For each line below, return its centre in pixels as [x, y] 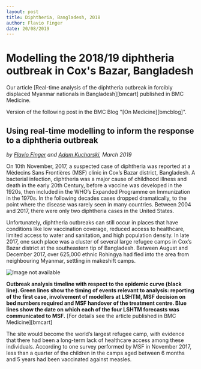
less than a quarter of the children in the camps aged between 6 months [95, 353]
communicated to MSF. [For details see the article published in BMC [91, 316]
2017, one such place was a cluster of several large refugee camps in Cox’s [99, 241]
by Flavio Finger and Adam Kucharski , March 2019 [69, 154]
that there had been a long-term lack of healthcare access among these [95, 340]
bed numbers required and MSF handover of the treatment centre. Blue [97, 303]
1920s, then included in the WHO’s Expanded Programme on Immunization [98, 192]
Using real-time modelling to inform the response [100, 130]
